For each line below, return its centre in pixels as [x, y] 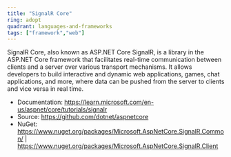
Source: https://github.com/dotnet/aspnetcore [83, 117]
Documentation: [40, 102]
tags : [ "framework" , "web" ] [46, 33]
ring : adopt [24, 20]
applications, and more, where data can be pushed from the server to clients [116, 82]
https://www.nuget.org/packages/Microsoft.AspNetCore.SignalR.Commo [120, 132]
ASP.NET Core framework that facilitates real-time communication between [114, 60]
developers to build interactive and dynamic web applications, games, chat [113, 74]
